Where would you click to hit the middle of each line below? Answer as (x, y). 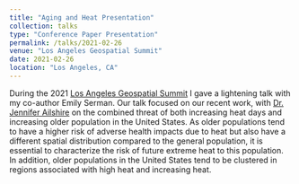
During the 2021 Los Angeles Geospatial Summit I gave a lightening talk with (150, 93)
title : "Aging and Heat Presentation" (82, 18)
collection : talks (44, 26)
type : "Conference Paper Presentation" (84, 34)
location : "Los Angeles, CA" (64, 68)
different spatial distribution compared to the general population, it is (136, 141)
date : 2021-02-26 (42, 59)
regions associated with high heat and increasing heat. (110, 169)
